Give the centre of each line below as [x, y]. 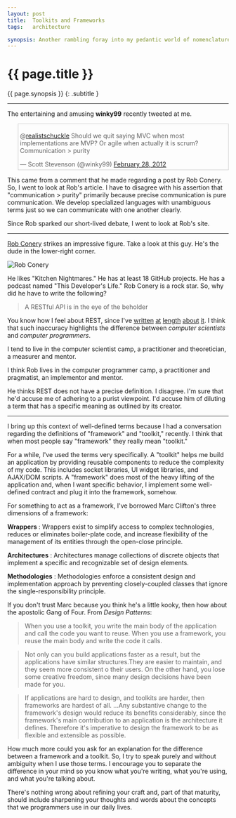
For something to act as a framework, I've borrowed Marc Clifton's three [112, 506]
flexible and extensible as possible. [75, 735]
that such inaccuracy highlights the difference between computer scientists [117, 328]
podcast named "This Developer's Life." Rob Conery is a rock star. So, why [116, 286]
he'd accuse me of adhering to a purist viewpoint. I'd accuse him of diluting [117, 399]
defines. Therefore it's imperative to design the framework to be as [122, 728]
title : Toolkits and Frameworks [56, 20]
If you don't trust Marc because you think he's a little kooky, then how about [117, 605]
